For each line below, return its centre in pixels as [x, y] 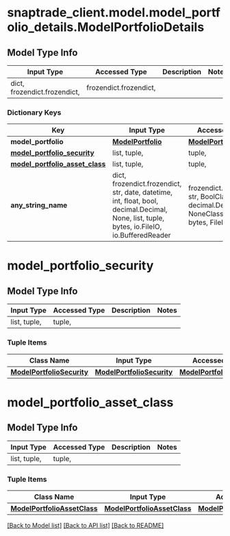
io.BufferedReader [142, 235]
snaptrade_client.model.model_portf [114, 13]
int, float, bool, [136, 201]
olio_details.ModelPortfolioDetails [106, 27]
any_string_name [39, 205]
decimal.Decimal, [140, 209]
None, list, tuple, [139, 218]
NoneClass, [207, 214]
